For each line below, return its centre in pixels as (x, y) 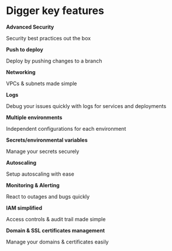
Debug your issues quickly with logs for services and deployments (86, 106)
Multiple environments (34, 117)
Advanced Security (30, 27)
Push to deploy (25, 49)
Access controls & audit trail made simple (56, 219)
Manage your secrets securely (43, 151)
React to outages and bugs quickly (48, 196)
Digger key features (55, 11)
